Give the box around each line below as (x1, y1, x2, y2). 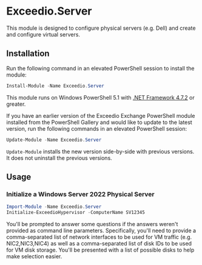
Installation (6, 49, 50, 59)
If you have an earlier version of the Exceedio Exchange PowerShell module (6, 112, 195, 119)
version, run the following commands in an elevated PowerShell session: (6, 125, 187, 132)
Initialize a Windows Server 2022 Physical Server (6, 190, 155, 198)
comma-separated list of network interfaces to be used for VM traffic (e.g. (6, 233, 192, 241)
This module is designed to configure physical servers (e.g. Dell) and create (6, 24, 196, 32)
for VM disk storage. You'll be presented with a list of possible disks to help (6, 246, 195, 253)
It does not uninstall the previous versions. (6, 154, 112, 162)
